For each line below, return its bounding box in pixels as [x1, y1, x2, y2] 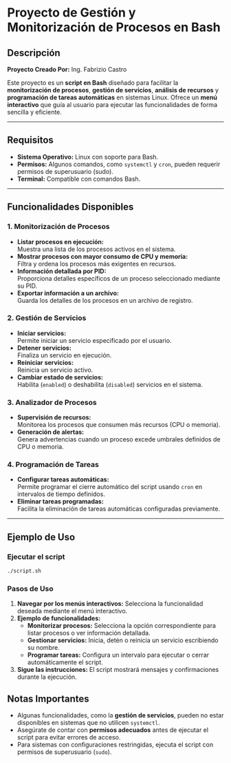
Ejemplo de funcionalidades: [16, 614, 101, 622]
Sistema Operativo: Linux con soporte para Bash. [16, 152, 159, 161]
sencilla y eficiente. [7, 108, 62, 116]
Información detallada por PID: [16, 267, 107, 275]
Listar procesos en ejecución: [16, 237, 104, 246]
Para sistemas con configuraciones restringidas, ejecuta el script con [16, 740, 214, 749]
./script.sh [7, 568, 41, 575]
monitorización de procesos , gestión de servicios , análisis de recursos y [7, 86, 219, 94]
